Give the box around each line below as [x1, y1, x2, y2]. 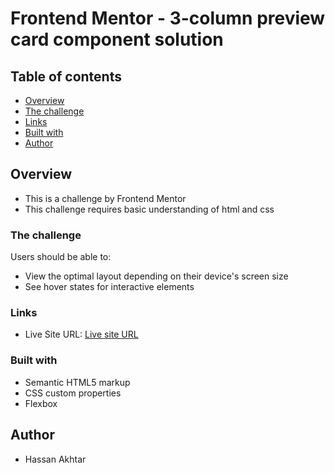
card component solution [10, 28, 224, 51]
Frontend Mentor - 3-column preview [10, 7, 326, 30]
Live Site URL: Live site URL [24, 328, 139, 341]
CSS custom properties [24, 387, 122, 399]
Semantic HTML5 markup [24, 376, 131, 388]
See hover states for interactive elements [24, 281, 195, 293]
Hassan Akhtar [24, 453, 87, 465]
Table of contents [10, 68, 122, 85]
